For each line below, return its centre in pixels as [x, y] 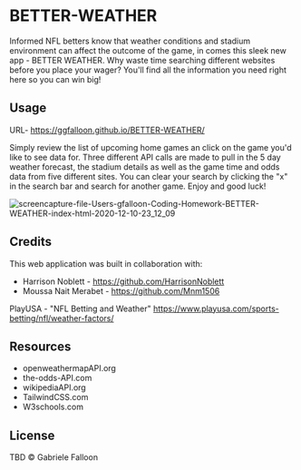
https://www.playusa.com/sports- [216, 308]
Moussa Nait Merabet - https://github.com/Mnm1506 [121, 290]
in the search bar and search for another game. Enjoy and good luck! [138, 186]
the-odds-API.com [57, 378]
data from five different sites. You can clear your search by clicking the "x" [149, 176]
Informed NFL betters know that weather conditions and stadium [130, 41]
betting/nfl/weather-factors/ [62, 318]
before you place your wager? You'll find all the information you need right [148, 70]
